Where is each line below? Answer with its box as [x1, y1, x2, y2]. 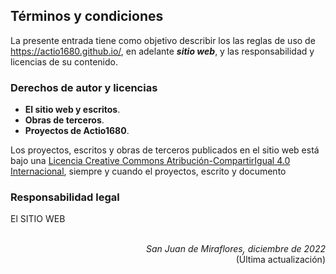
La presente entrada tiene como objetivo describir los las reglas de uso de [10, 34, 316, 46]
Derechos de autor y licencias [10, 80, 158, 94]
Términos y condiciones [10, 8, 164, 25]
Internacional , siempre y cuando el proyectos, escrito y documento [10, 165, 287, 178]
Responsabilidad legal [10, 190, 120, 204]
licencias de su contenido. [10, 55, 118, 68]
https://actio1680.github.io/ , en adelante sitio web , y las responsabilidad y [10, 45, 315, 57]
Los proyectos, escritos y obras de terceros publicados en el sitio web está [10, 144, 320, 156]
